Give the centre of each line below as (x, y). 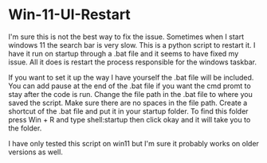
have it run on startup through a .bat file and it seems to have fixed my (124, 53)
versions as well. (36, 152)
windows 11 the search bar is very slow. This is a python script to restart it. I (132, 45)
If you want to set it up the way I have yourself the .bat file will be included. (131, 77)
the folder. (25, 128)
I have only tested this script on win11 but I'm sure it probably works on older (133, 143)
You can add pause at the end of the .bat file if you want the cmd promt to (130, 86)
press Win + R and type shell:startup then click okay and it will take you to (130, 119)
